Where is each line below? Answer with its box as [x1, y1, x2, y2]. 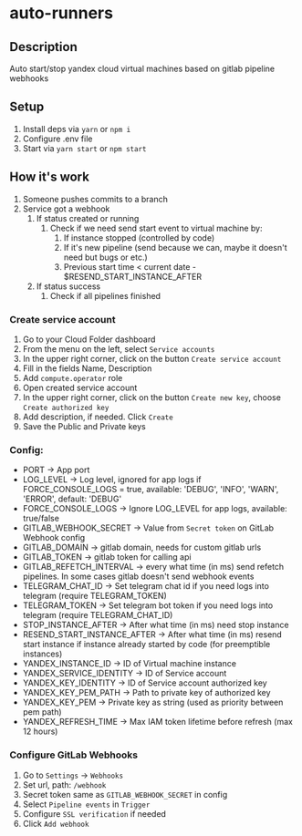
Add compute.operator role [22, 372, 123, 383]
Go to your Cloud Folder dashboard [22, 334, 156, 345]
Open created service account [22, 382, 138, 393]
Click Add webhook [22, 818, 89, 829]
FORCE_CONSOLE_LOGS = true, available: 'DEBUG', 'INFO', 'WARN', [22, 484, 279, 495]
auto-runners [9, 3, 114, 24]
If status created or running [36, 212, 140, 223]
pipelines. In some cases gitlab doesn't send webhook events [22, 571, 255, 582]
